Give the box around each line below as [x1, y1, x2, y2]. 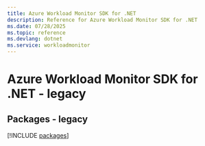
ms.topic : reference [7, 29, 67, 36]
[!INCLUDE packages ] [7, 132, 69, 139]
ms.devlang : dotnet [7, 36, 63, 42]
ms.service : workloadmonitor [7, 42, 91, 49]
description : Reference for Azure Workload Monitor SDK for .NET [7, 16, 197, 23]
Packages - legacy [7, 113, 88, 125]
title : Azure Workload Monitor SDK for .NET [7, 10, 136, 17]
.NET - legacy [7, 86, 86, 101]
